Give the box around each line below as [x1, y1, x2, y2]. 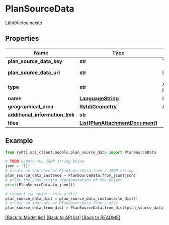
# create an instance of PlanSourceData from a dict [5, 201, 118, 206]
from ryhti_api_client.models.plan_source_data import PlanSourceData [5, 149, 156, 155]
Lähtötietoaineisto [5, 20, 43, 26]
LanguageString [79, 95, 119, 102]
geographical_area [8, 103, 54, 110]
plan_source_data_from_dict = [5, 205, 69, 210]
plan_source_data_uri [8, 69, 60, 76]
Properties [5, 34, 39, 43]
